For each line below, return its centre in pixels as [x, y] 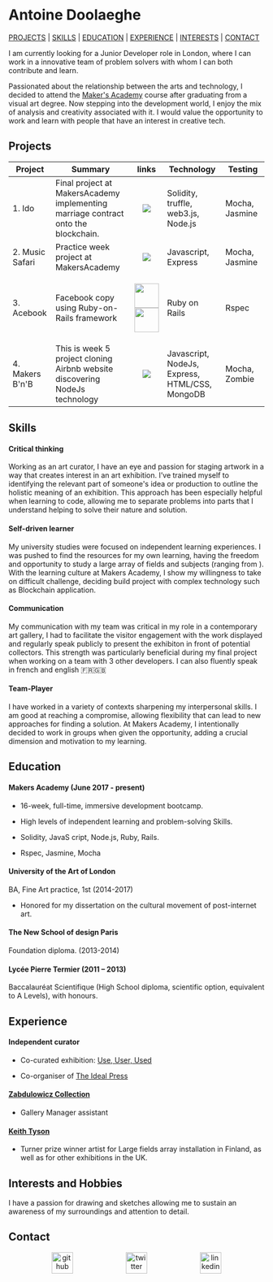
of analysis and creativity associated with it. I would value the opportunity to [136, 112]
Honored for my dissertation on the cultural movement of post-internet [139, 905]
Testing [243, 169]
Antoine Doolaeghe [75, 15]
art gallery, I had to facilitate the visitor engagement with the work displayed [135, 635]
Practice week [82, 247]
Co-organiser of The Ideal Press [74, 1076]
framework [97, 318]
